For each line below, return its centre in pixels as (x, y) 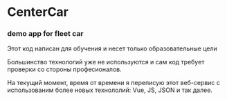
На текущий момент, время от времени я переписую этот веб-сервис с (113, 83)
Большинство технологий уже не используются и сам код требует (106, 62)
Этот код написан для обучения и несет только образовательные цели (112, 48)
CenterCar (38, 12)
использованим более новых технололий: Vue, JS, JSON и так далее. (110, 90)
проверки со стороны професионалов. (65, 69)
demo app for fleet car (45, 34)
